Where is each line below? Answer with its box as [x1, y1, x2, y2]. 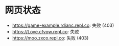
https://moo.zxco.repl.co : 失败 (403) [12, 35, 89, 41]
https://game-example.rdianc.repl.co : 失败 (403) [12, 22, 114, 28]
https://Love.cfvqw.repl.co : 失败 [12, 28, 80, 34]
